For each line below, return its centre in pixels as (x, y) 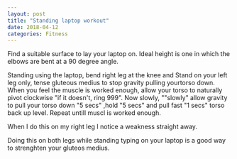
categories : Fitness (38, 34)
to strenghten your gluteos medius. (59, 148)
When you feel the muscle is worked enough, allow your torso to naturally (115, 90)
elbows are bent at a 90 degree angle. (63, 62)
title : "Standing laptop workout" (59, 21)
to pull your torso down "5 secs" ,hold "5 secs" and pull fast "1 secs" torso (116, 105)
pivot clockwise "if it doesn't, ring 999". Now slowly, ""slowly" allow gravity (117, 98)
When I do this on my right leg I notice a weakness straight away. (102, 127)
